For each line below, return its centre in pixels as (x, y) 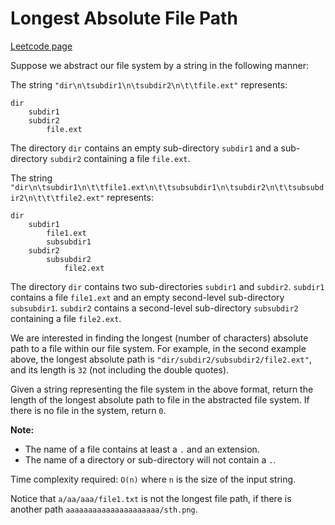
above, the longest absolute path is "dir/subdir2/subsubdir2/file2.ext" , (161, 359)
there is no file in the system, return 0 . (88, 410)
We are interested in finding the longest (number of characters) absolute (159, 338)
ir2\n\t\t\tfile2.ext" (57, 198)
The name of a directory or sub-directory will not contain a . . (150, 459)
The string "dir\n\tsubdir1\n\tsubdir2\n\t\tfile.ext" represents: (149, 84)
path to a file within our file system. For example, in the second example (158, 348)
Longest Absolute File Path (124, 18)
